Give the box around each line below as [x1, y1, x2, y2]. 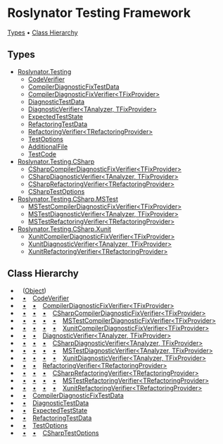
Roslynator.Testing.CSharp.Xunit [17, 224, 111, 233]
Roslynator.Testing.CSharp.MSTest [17, 195, 118, 203]
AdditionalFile [27, 142, 68, 151]
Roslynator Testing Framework [7, 5, 191, 21]
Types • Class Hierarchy [7, 28, 79, 37]
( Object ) [22, 286, 47, 295]
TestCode [27, 149, 57, 158]
